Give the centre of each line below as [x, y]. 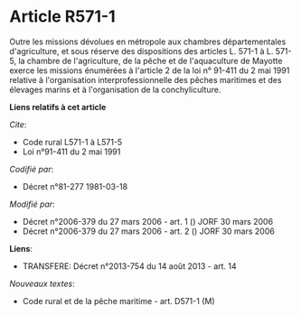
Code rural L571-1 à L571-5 [72, 142]
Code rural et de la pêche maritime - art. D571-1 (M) [118, 301]
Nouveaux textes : [42, 283]
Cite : [18, 125]
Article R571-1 [62, 17]
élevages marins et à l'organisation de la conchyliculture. [115, 89]
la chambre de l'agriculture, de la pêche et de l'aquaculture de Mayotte [150, 60]
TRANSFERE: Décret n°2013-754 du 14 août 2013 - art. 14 [129, 266]
